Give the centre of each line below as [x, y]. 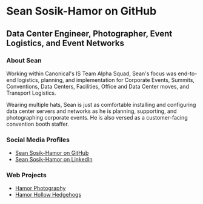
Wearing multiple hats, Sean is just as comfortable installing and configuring [101, 104]
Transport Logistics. [31, 93]
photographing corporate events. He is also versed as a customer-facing [97, 117]
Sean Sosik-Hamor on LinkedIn [54, 160]
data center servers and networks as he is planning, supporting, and [92, 111]
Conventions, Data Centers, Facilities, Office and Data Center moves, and [98, 86]
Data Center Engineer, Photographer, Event [89, 34]
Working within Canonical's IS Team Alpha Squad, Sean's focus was [92, 73]
